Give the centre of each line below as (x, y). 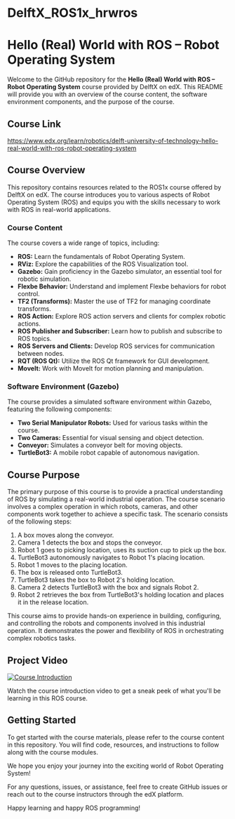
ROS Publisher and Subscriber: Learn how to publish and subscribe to (120, 331)
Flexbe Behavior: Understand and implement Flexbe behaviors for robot (122, 286)
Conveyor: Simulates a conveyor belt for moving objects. (100, 445)
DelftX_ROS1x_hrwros (73, 13)
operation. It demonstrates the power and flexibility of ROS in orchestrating (116, 631)
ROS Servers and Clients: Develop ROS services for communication (116, 346)
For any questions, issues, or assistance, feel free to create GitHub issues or (117, 787)
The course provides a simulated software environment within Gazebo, (109, 402)
